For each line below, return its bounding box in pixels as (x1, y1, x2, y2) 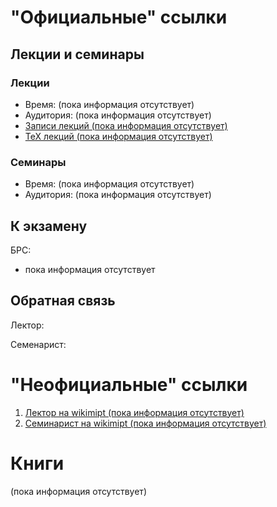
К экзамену (10, 217, 88, 235)
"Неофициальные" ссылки (10, 373, 248, 396)
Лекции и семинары (10, 46, 145, 63)
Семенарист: (10, 338, 67, 350)
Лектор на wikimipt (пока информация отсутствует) (24, 406, 245, 418)
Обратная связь (10, 292, 116, 310)
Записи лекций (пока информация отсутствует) (24, 119, 228, 131)
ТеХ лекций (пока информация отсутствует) (24, 130, 213, 142)
